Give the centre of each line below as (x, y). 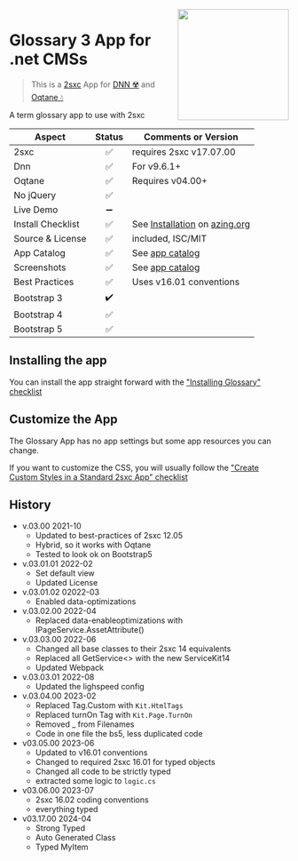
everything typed (67, 809)
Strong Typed (60, 828)
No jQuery (35, 195)
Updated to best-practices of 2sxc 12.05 (109, 536)
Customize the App (63, 420)
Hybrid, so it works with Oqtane (93, 545)
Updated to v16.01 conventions (91, 753)
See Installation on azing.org (191, 224)
